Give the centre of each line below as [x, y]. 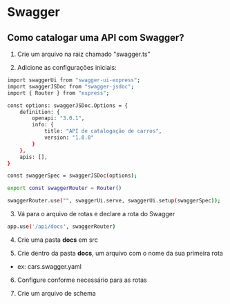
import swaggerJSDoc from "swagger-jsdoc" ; [71, 86]
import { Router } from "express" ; [58, 93]
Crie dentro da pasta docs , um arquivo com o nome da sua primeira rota [120, 253]
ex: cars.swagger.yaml [49, 266]
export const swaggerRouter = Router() [65, 188]
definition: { [40, 112]
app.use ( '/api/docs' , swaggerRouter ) [61, 227]
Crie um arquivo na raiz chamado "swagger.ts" [84, 54]
